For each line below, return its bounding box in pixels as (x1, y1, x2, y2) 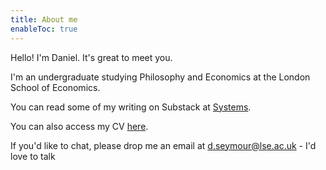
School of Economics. (10, 81, 101, 93)
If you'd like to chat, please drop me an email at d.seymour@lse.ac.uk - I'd (10, 139, 317, 151)
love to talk (10, 150, 56, 162)
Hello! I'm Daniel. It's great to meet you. (10, 51, 173, 63)
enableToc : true (10, 24, 78, 34)
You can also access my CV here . (10, 120, 149, 132)
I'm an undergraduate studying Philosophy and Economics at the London (10, 71, 311, 83)
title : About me (10, 14, 78, 25)
